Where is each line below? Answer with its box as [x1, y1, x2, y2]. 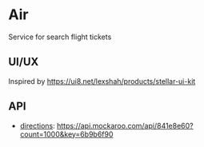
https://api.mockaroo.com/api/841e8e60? [56, 121, 194, 130]
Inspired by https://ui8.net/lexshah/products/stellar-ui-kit [8, 76, 196, 85]
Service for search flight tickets [8, 32, 112, 42]
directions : [19, 121, 56, 130]
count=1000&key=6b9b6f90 [19, 129, 114, 139]
